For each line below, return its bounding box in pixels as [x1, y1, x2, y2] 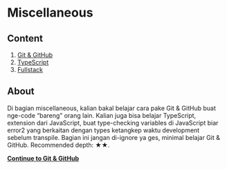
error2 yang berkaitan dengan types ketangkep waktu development [7, 126, 200, 134]
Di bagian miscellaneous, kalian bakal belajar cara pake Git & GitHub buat [7, 104, 216, 112]
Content [7, 33, 44, 44]
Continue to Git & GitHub [7, 154, 80, 162]
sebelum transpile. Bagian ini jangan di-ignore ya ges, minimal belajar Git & [7, 133, 220, 141]
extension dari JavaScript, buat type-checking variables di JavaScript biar [7, 118, 219, 127]
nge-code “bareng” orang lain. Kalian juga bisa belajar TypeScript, [7, 111, 197, 119]
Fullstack [17, 66, 44, 73]
